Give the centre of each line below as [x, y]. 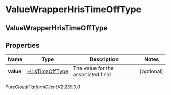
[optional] [151, 71]
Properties [22, 45]
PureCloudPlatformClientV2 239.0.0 [43, 87]
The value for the [93, 68]
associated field [92, 75]
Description [104, 59]
